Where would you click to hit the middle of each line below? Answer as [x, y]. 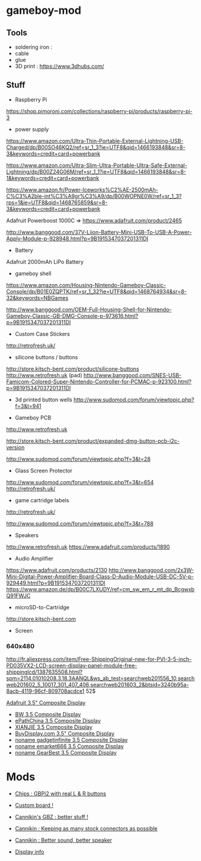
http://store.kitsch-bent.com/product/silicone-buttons [73, 369]
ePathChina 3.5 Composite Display [58, 721]
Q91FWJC [19, 595]
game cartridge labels [42, 500]
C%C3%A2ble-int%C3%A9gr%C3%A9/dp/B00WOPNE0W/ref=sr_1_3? [94, 196]
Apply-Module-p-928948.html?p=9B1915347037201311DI [77, 239]
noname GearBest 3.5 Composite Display [66, 753]
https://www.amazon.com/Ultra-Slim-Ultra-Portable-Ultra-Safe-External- [97, 165]
